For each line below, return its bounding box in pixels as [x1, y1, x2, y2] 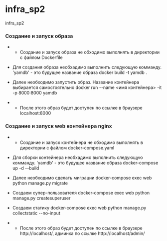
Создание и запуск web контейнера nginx [5, 122, 112, 129]
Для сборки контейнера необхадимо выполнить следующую [12, 154, 143, 160]
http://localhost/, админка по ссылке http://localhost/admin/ [19, 230, 145, 236]
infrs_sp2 [5, 20, 24, 26]
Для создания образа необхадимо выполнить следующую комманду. [12, 64, 162, 70]
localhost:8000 [19, 110, 51, 116]
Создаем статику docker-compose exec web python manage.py [12, 204, 147, 210]
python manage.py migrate [12, 180, 68, 186]
